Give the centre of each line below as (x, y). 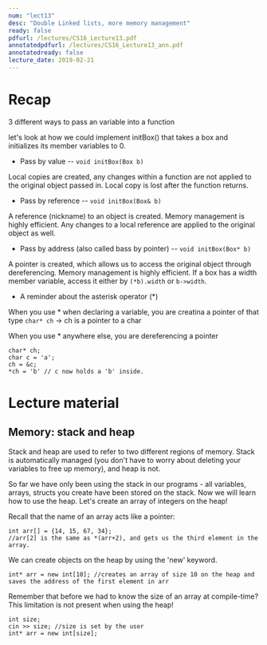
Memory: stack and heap (72, 432)
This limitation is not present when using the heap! (91, 604)
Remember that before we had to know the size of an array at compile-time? (133, 596)
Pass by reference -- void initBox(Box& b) (90, 200)
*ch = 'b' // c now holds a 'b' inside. (77, 371)
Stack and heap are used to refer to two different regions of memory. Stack (132, 451)
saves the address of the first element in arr (89, 581)
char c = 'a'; (32, 357)
